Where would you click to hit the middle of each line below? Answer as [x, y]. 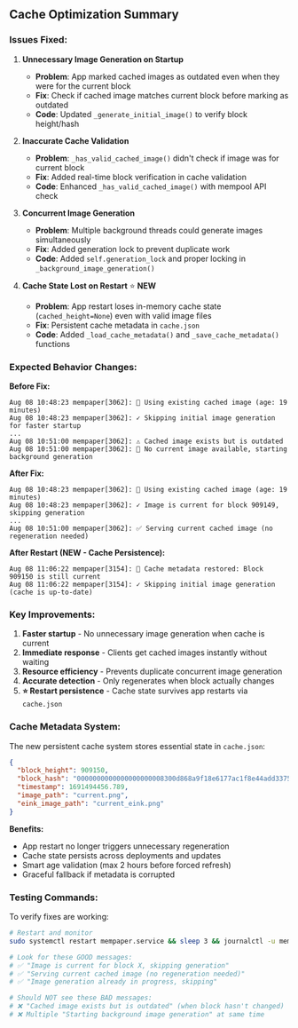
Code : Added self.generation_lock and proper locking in [141, 258]
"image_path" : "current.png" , [73, 795]
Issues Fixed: [39, 40]
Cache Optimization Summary [94, 15]
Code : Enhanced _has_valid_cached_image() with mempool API [151, 186]
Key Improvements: [52, 614]
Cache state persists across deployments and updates [122, 855]
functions [53, 344]
